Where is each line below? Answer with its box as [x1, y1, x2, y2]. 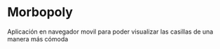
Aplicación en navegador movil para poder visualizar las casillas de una [7, 27, 214, 36]
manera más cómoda [7, 34, 69, 43]
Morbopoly [7, 4, 74, 20]
